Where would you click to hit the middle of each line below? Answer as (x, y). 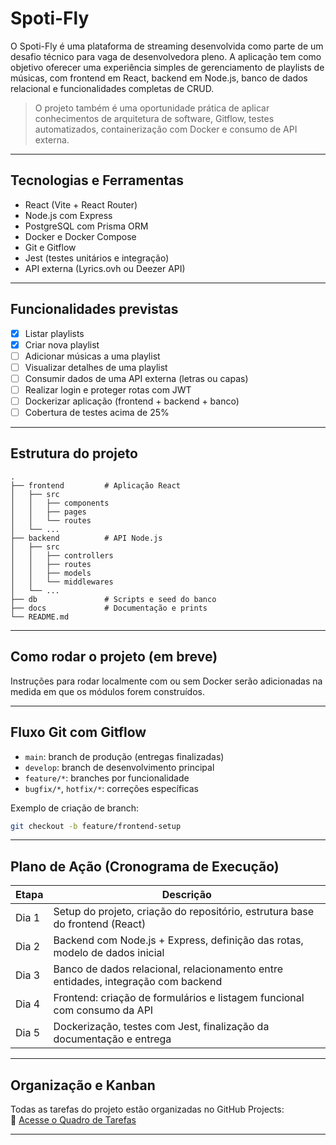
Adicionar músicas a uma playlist (92, 356)
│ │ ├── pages (48, 512)
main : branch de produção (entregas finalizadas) (124, 756)
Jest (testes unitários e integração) (97, 258)
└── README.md (40, 617)
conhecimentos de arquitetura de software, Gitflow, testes (154, 118)
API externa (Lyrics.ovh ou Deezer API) (105, 268)
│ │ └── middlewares (62, 582)
